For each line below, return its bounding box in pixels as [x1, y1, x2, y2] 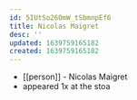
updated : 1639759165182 [9, 38, 100, 48]
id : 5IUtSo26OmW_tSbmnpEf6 [9, 13, 112, 23]
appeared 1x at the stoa [22, 81, 111, 92]
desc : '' [9, 30, 43, 39]
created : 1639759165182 [9, 47, 100, 56]
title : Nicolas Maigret [9, 22, 100, 31]
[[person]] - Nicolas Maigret [22, 71, 128, 82]
